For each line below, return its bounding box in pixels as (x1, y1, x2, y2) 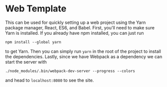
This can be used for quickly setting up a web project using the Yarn (5, 19, 146, 25)
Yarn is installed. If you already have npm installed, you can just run (5, 30, 144, 36)
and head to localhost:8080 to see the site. (5, 77, 94, 83)
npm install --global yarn (5, 39, 61, 45)
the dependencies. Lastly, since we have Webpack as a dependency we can (5, 53, 162, 60)
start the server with (5, 59, 47, 65)
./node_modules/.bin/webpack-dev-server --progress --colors (5, 68, 135, 74)
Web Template (5, 3, 66, 14)
